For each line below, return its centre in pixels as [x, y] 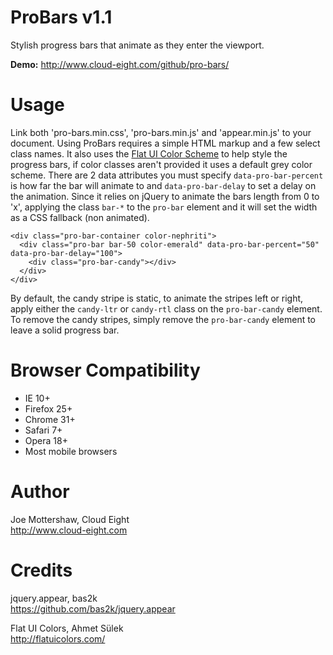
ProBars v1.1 [61, 17]
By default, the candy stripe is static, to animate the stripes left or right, [157, 298]
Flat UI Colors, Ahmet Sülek [67, 628]
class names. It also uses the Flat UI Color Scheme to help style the [149, 153]
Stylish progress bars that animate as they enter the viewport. [137, 45]
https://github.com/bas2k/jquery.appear [93, 608]
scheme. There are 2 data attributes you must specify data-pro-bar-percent [167, 175]
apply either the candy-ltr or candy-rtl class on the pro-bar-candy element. [166, 308]
